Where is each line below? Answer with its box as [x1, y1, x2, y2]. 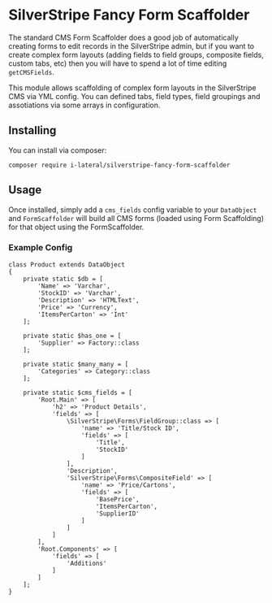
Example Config [8, 242, 73, 254]
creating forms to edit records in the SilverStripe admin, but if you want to [8, 41, 254, 50]
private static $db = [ [23, 275, 104, 283]
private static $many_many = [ [23, 360, 129, 368]
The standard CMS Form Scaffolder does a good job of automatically [8, 33, 240, 42]
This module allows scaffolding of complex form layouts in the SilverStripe [8, 83, 257, 93]
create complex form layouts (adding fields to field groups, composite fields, [8, 50, 264, 59]
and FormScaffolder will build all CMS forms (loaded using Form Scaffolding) [8, 213, 265, 223]
